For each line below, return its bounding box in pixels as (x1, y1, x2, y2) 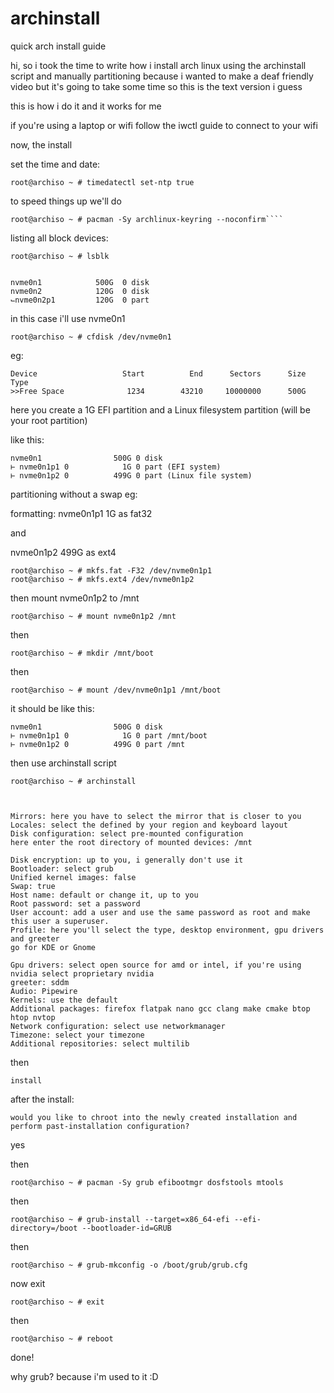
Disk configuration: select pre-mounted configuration (10, 828, 244, 839)
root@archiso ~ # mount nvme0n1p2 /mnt (10, 611, 177, 621)
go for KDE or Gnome (10, 942, 97, 952)
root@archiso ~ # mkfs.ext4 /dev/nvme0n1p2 (10, 574, 195, 584)
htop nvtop (10, 1012, 56, 1022)
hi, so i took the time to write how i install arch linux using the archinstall (10, 59, 307, 71)
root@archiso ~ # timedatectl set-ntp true (10, 177, 195, 187)
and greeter (10, 933, 60, 944)
